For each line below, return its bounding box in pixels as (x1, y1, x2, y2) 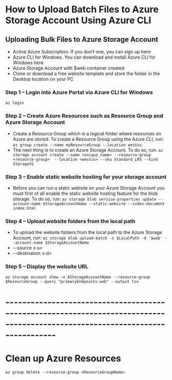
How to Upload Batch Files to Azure (5, 4, 159, 15)
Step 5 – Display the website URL (5, 263, 89, 270)
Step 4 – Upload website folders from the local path (5, 218, 136, 225)
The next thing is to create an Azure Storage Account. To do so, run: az (12, 147, 163, 153)
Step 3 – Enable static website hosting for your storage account (5, 173, 167, 180)
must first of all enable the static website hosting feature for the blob (12, 190, 158, 196)
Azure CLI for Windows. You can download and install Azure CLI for (12, 54, 156, 60)
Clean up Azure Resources (5, 352, 122, 364)
